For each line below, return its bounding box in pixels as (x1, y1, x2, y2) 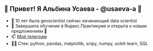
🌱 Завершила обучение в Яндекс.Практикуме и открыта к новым (11, 23, 147, 29)
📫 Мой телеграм (11, 34, 47, 39)
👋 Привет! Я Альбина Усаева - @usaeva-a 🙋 (4, 5, 142, 13)
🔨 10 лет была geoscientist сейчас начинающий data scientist (11, 17, 137, 23)
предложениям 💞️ (11, 28, 47, 34)
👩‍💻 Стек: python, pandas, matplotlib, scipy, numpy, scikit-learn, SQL (11, 40, 148, 46)
